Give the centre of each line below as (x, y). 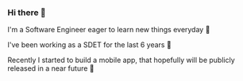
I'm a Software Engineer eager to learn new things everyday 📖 (109, 30)
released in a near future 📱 (51, 68)
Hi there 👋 (27, 13)
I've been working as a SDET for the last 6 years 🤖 (89, 45)
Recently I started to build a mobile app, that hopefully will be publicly (121, 60)
